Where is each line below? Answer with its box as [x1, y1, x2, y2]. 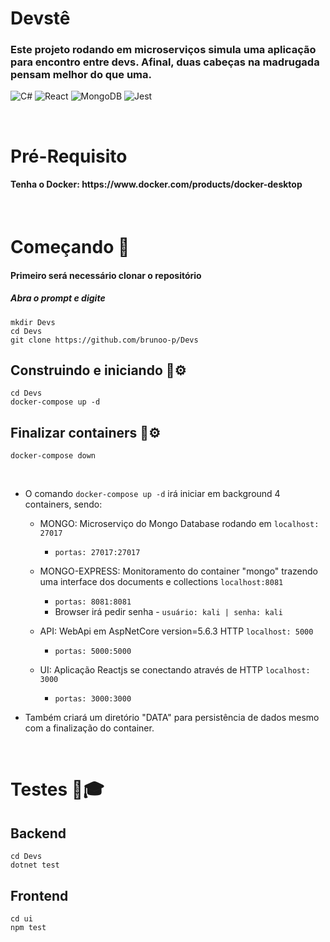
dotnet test [10, 860, 60, 871]
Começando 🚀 [10, 236, 130, 259]
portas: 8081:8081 [54, 597, 132, 607]
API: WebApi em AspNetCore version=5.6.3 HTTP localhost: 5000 [39, 625, 314, 637]
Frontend [10, 887, 69, 904]
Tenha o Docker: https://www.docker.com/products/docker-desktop [10, 178, 303, 191]
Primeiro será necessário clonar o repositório [10, 269, 202, 281]
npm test [10, 923, 47, 933]
